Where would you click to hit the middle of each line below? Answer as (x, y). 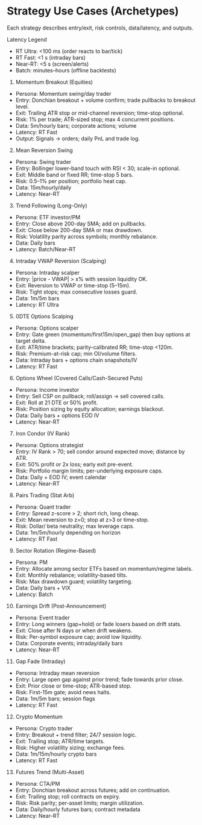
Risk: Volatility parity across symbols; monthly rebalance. (87, 236)
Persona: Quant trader (43, 507)
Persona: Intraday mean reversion (58, 673)
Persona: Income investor (47, 389)
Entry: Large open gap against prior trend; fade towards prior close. (99, 679)
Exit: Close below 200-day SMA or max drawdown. (79, 230)
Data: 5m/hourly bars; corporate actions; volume (76, 125)
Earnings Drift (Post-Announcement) (61, 606)
